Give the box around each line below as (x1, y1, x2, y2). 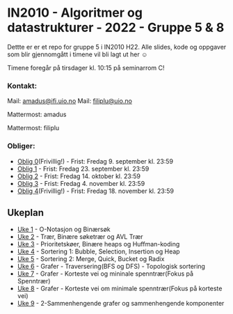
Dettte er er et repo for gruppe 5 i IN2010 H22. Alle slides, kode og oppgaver (7, 42, 227, 51)
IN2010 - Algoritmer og (7, 5, 143, 21)
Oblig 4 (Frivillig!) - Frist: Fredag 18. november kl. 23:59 (17, 187, 174, 195)
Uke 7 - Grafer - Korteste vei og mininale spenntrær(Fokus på (17, 269, 193, 278)
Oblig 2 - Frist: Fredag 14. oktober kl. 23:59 (17, 172, 141, 180)
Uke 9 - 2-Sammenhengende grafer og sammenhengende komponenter (17, 299, 225, 308)
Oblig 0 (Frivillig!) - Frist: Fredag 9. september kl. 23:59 (17, 157, 174, 165)
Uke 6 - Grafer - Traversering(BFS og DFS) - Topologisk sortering (17, 262, 205, 271)
